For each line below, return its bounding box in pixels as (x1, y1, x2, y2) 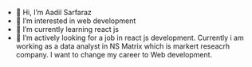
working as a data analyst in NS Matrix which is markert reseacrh (15, 41, 230, 51)
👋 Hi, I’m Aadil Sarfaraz (15, 8, 92, 17)
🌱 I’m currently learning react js (15, 25, 120, 33)
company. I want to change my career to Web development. (15, 50, 213, 59)
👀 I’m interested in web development (15, 16, 136, 26)
